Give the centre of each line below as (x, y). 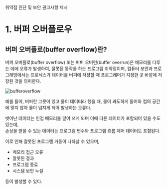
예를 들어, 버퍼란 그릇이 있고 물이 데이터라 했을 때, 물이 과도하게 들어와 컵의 (78, 101)
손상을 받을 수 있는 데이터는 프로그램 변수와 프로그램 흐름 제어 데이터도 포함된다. (83, 131)
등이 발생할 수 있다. (24, 181)
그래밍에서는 (17, 75)
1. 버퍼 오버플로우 (39, 29)
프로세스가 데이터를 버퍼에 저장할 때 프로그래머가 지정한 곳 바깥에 (94, 75)
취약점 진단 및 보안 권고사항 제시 (37, 7)
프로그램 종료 (25, 164)
